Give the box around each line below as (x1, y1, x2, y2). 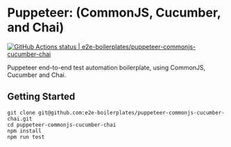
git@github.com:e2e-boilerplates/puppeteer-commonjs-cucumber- (37, 109, 225, 116)
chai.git (7, 115, 33, 122)
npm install (7, 127, 42, 135)
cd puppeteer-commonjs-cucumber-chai (7, 121, 117, 128)
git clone (7, 109, 36, 116)
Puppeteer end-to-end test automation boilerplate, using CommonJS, (7, 63, 206, 71)
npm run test (7, 133, 45, 140)
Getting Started (7, 91, 76, 103)
